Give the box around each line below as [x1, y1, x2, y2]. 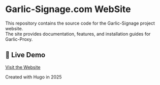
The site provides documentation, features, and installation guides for [5, 31, 151, 37]
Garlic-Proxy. [5, 36, 33, 42]
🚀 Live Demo [5, 51, 46, 59]
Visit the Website [5, 64, 41, 70]
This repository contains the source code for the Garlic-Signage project [5, 20, 155, 26]
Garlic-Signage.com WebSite [5, 4, 131, 15]
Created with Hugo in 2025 [5, 74, 62, 80]
